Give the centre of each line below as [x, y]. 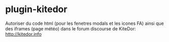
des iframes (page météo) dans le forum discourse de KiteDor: [71, 28]
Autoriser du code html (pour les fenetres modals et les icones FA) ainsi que [84, 23]
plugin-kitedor [36, 9]
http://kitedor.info [24, 34]
